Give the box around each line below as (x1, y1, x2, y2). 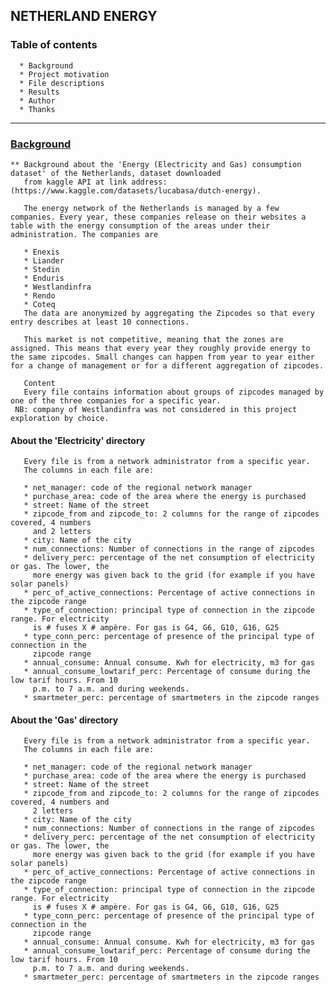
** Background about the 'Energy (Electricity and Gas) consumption (10, 159, 302, 169)
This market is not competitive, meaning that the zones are (23, 334, 284, 344)
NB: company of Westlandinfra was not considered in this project (14, 404, 298, 414)
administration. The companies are (10, 229, 159, 239)
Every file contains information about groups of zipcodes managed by (23, 387, 325, 397)
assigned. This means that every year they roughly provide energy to (10, 343, 311, 353)
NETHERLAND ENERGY (10, 8, 158, 25)
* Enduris (23, 273, 65, 283)
